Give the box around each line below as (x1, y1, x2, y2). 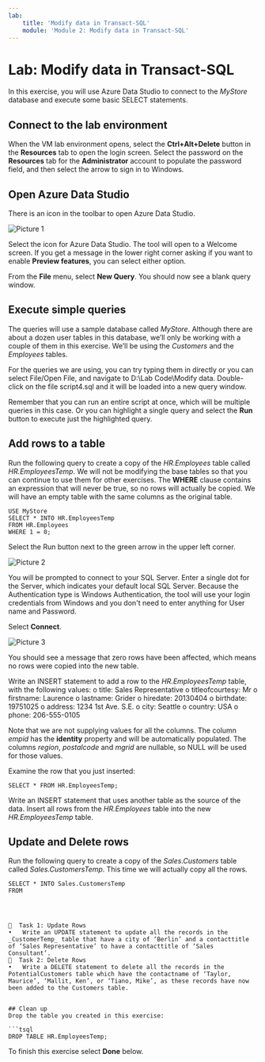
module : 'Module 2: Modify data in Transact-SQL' (22, 26, 190, 34)
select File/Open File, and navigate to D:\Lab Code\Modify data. (8, 373, 216, 383)
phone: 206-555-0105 (8, 710, 81, 719)
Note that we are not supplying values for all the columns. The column (8, 725, 237, 735)
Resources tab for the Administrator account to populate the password (8, 156, 242, 166)
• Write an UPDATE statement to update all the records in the (8, 929, 228, 937)
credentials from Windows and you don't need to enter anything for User (8, 598, 245, 607)
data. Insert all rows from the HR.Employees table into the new (8, 803, 211, 814)
